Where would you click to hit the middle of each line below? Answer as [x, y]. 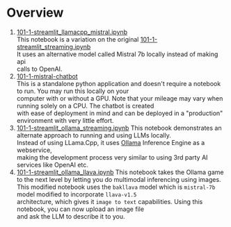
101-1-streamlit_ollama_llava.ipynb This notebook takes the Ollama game [120, 172]
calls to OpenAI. [39, 69]
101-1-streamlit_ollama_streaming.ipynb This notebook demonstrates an [119, 128]
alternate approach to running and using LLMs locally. [94, 135]
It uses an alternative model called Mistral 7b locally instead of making [117, 54]
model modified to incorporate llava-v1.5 [77, 194]
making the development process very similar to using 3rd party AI [112, 157]
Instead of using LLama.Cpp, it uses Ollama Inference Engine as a [111, 142]
